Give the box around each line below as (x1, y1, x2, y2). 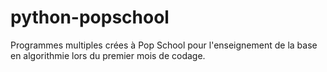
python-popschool (10, 6, 170, 29)
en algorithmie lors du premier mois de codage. (10, 49, 206, 61)
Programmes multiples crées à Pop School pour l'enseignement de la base (10, 39, 318, 51)
